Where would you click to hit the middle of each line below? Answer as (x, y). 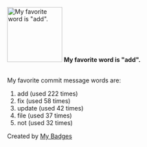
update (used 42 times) (50, 108)
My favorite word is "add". (102, 60)
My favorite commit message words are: (64, 80)
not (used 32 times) (45, 123)
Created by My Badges (39, 136)
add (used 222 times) (47, 93)
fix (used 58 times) (44, 101)
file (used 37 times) (44, 115)
